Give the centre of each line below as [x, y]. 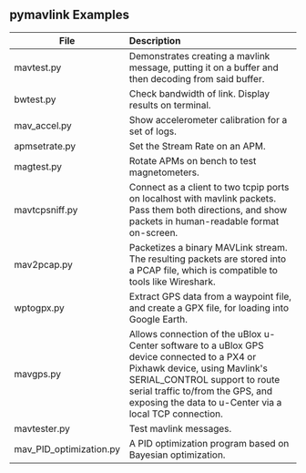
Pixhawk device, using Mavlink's [199, 368]
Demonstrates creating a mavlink [199, 56]
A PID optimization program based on [209, 443]
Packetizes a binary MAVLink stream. [209, 247]
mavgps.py [38, 374]
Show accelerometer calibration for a [208, 119]
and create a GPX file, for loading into [209, 307]
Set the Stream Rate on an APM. [197, 146]
